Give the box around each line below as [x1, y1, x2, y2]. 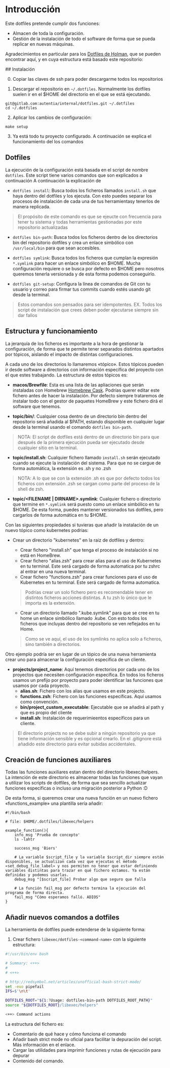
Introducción [5, 4, 61, 15]
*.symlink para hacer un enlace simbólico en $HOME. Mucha [12, 260, 141, 266]
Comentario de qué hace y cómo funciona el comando [12, 1030, 126, 1037]
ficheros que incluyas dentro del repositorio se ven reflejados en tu [20, 620, 160, 626]
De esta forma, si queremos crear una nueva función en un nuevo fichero [5, 795, 158, 801]
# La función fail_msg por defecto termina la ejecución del [14, 886, 146, 891]
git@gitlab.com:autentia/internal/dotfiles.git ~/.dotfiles [5, 101, 135, 106]
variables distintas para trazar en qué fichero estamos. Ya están [5, 868, 151, 873]
